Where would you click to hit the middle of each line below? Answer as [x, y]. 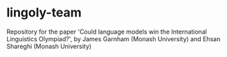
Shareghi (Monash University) [49, 46]
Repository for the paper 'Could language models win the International [107, 32]
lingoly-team [44, 13]
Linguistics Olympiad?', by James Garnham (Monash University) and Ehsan [113, 38]
